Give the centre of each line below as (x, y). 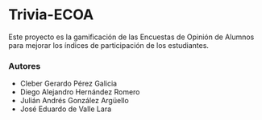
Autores (25, 66)
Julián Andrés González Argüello (74, 101)
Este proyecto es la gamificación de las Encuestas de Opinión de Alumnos (131, 37)
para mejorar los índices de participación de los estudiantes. (109, 45)
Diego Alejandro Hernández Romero (80, 92)
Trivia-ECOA (51, 15)
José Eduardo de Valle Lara (66, 109)
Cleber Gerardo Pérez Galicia (69, 84)
